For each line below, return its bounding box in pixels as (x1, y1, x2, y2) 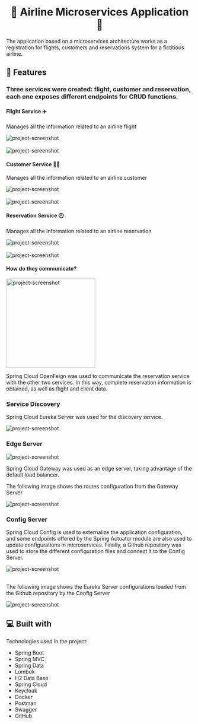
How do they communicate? (6, 265, 77, 272)
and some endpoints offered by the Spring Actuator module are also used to (6, 535, 192, 542)
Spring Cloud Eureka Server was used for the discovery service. (6, 414, 163, 421)
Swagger (14, 706, 37, 713)
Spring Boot (14, 649, 44, 656)
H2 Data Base (14, 674, 49, 681)
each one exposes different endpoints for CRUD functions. (6, 93, 178, 101)
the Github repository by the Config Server (6, 589, 111, 596)
